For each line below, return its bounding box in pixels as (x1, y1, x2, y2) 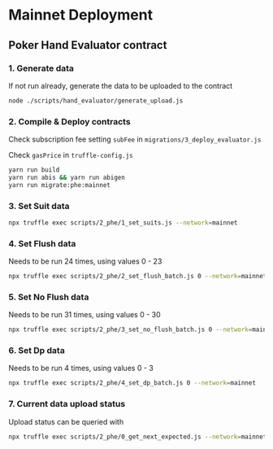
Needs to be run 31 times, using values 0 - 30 (8, 310, 161, 320)
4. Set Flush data (8, 238, 76, 249)
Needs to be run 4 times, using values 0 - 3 (8, 364, 154, 373)
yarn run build (8, 166, 60, 174)
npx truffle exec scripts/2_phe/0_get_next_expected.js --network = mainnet (8, 433, 267, 441)
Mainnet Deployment (8, 6, 153, 24)
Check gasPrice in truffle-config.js (8, 150, 133, 160)
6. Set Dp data (8, 345, 65, 356)
